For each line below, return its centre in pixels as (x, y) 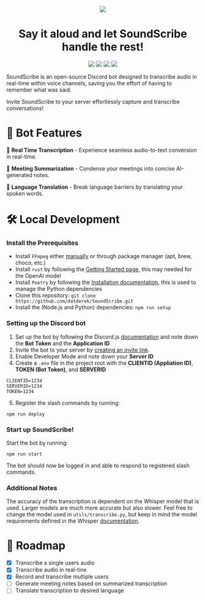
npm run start (24, 454)
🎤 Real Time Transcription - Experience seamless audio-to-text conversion (102, 150)
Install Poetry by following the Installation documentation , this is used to (106, 282)
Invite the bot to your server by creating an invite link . (82, 350)
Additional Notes (32, 487)
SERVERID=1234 (24, 386)
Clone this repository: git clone (55, 296)
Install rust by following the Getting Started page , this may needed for (103, 269)
